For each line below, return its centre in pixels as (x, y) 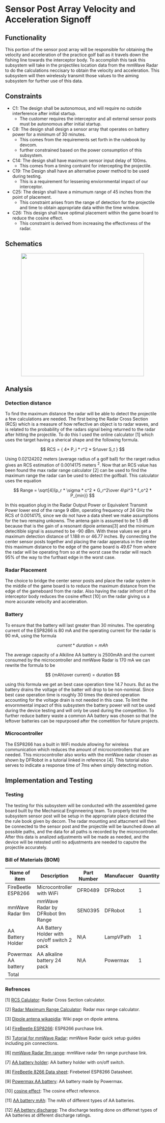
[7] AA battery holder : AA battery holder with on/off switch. (65, 1062)
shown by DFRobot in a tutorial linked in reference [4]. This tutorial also (77, 760)
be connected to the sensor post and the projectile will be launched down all (82, 826)
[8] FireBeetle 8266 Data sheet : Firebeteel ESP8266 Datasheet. (69, 1072)
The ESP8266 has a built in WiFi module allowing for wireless (67, 744)
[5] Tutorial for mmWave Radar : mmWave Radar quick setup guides (73, 1038)
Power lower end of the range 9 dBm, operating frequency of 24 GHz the (79, 510)
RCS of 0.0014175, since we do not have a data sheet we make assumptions (82, 515)
